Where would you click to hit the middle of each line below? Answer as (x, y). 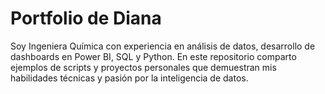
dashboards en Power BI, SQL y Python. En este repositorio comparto (153, 56)
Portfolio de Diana (86, 18)
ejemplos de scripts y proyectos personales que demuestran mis (143, 67)
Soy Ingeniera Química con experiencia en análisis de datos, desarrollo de (163, 46)
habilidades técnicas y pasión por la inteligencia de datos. (129, 78)
